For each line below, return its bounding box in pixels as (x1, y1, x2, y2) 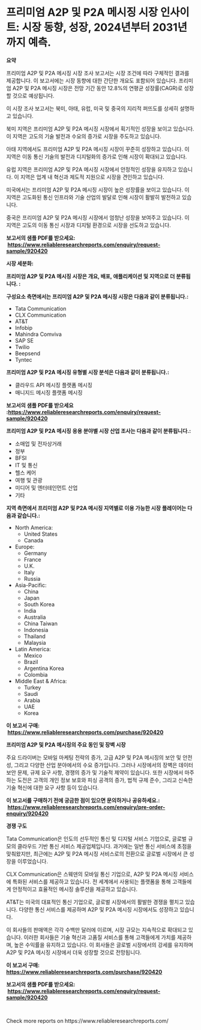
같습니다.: (17, 512, 40, 519)
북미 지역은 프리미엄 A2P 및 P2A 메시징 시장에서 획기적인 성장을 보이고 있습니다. (6, 125, 194, 132)
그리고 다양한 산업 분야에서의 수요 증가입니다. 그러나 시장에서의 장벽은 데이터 (14, 761, 194, 768)
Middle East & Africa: (14, 677, 67, 684)
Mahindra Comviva (14, 330, 62, 338)
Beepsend (14, 350, 41, 357)
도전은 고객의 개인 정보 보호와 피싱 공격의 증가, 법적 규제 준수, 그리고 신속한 (17, 776, 193, 783)
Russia (23, 575, 41, 582)
